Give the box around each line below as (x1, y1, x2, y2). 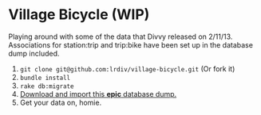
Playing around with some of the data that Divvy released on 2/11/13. (8, 32, 233, 41)
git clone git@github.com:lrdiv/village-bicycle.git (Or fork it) (19, 63, 235, 73)
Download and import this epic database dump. (19, 89, 177, 98)
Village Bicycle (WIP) (8, 6, 150, 24)
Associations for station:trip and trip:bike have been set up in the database (8, 40, 254, 49)
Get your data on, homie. (19, 98, 102, 107)
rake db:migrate (19, 82, 74, 90)
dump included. (8, 48, 60, 58)
